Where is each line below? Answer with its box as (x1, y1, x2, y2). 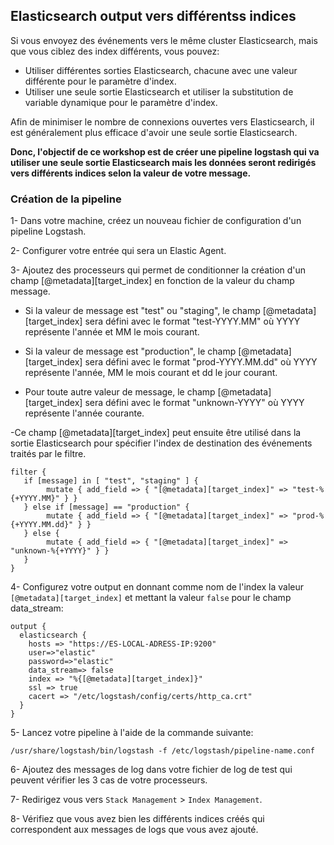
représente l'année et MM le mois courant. (24, 326, 200, 338)
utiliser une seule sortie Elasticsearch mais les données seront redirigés (10, 156, 317, 168)
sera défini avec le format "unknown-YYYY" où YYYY (84, 397, 305, 409)
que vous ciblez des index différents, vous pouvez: (10, 45, 220, 57)
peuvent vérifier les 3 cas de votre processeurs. (10, 774, 208, 786)
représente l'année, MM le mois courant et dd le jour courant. (24, 367, 278, 379)
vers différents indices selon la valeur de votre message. (10, 167, 252, 179)
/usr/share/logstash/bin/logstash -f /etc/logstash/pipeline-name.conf (10, 746, 315, 756)
